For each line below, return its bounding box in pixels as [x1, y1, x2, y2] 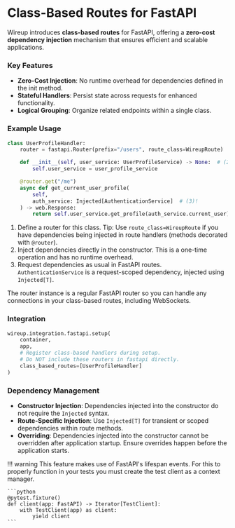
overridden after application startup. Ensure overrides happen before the [17, 439, 227, 447]
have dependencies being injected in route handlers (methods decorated [17, 231, 228, 239]
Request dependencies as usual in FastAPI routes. [17, 261, 162, 269]
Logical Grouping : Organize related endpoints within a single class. [17, 107, 212, 115]
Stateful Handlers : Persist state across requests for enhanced [17, 91, 197, 100]
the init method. [17, 84, 63, 93]
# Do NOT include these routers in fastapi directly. [20, 356, 180, 363]
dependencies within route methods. [17, 424, 124, 432]
